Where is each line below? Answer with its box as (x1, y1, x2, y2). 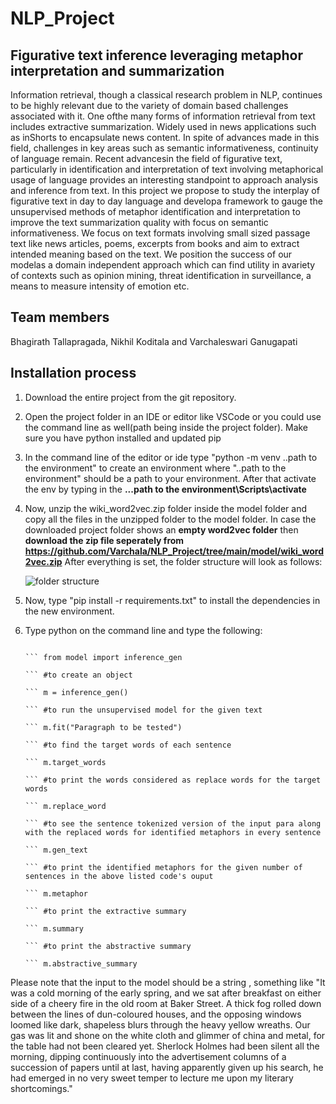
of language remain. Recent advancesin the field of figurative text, (10, 153, 283, 164)
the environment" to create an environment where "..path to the (24, 462, 287, 474)
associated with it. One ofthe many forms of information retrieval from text (10, 110, 316, 122)
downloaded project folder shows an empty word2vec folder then (24, 523, 299, 536)
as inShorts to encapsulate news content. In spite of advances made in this (10, 132, 320, 143)
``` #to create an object (24, 670, 133, 680)
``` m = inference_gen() (24, 687, 129, 697)
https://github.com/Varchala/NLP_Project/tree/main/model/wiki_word (24, 545, 324, 557)
